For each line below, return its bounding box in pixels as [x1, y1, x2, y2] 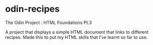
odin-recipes [5, 3, 60, 15]
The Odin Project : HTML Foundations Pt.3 [5, 20, 92, 25]
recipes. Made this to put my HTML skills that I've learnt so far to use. [5, 34, 148, 40]
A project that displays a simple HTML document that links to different [5, 29, 149, 35]
